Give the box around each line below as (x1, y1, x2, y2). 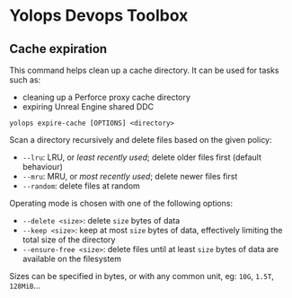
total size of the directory (22, 234, 116, 245)
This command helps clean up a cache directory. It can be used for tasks (9, 65, 279, 75)
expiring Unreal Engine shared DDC (22, 101, 155, 112)
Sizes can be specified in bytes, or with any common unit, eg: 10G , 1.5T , (9, 271, 274, 281)
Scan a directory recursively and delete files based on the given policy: (9, 135, 272, 145)
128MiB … (9, 280, 41, 291)
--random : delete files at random (22, 180, 141, 191)
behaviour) (22, 162, 63, 171)
